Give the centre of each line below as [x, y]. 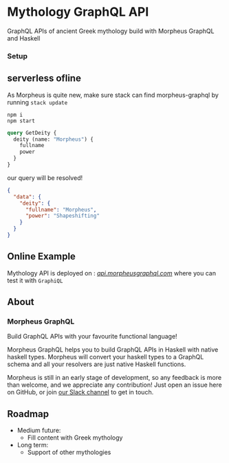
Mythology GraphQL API [78, 12]
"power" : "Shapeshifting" [62, 216]
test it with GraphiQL [35, 280]
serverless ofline [44, 79]
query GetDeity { [32, 133]
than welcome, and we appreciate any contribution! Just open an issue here [115, 385]
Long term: [33, 445]
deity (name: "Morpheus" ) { [54, 139]
